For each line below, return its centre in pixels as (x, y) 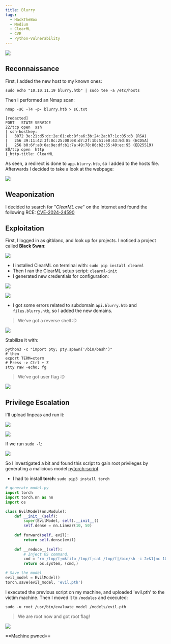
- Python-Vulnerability (35, 39)
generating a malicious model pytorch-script (52, 469)
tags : (11, 15)
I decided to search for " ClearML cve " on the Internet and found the (76, 207)
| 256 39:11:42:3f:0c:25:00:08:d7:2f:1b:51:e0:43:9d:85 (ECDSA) (77, 140)
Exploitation (25, 228)
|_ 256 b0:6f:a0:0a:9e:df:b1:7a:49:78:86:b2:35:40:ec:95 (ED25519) (79, 145)
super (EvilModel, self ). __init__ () (61, 521)
